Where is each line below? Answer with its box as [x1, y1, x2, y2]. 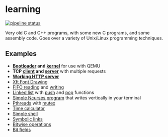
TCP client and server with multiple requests [12, 68, 106, 74]
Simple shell [12, 110, 38, 116]
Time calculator [12, 105, 45, 111]
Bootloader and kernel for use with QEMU [12, 62, 101, 68]
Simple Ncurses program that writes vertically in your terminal [12, 94, 141, 100]
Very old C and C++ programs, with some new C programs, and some [5, 29, 150, 35]
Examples [5, 49, 37, 58]
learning [5, 3, 41, 15]
